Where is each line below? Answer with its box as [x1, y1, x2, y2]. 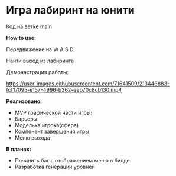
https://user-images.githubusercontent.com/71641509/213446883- [6, 80, 170, 87]
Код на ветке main [6, 23, 52, 30]
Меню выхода [14, 134, 50, 141]
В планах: [6, 145, 31, 152]
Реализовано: [6, 98, 43, 105]
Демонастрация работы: [6, 68, 69, 75]
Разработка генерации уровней [14, 163, 96, 170]
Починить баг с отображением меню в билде [14, 157, 130, 164]
